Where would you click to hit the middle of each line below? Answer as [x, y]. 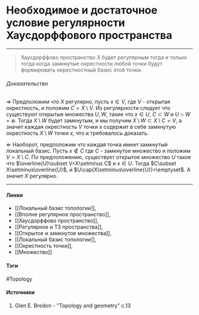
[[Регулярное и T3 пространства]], [59, 227]
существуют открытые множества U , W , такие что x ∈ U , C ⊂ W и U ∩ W [98, 114]
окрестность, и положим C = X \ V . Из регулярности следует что [88, 108]
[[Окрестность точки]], [44, 246]
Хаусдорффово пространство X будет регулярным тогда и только [104, 57]
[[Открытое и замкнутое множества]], [63, 233]
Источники [20, 293]
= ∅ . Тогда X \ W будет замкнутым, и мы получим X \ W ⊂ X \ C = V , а [94, 121]
